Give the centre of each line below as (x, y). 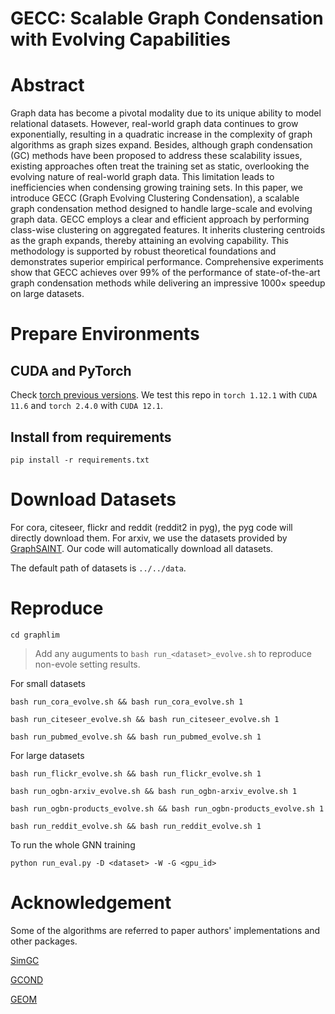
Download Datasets (93, 499)
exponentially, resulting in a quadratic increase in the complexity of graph (161, 134)
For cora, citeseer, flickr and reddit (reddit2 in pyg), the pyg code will (151, 527)
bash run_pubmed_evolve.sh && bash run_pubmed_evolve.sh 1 (136, 737)
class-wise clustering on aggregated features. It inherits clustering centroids (168, 230)
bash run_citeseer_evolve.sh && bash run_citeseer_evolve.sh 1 (145, 719)
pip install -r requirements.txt (80, 460)
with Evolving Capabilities (121, 39)
